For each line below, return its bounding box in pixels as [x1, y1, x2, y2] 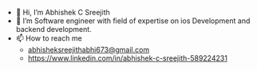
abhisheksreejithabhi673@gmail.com [27, 45, 150, 54]
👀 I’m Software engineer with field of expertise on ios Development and [15, 16, 251, 26]
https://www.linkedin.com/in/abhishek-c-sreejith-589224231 [27, 53, 227, 63]
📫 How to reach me [15, 34, 82, 43]
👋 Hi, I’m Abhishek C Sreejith [15, 8, 110, 17]
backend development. [15, 25, 92, 34]
